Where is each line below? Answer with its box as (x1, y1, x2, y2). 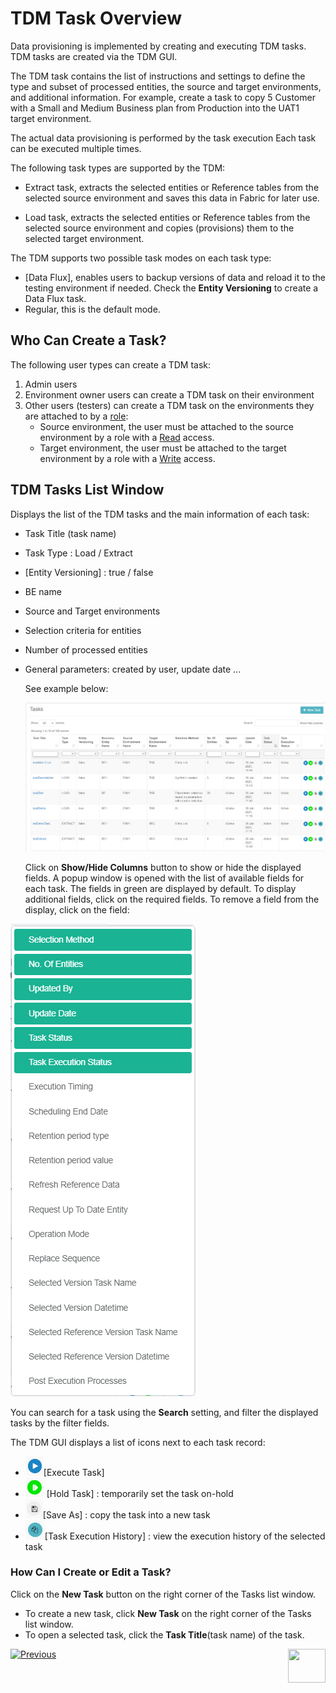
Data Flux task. (24, 292, 87, 304)
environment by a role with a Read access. (39, 431, 215, 443)
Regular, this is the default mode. (24, 303, 161, 315)
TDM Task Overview (10, 7, 182, 30)
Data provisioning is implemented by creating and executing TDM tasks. (10, 40, 307, 52)
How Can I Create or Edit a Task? (10, 1565, 172, 1579)
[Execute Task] (43, 1466, 105, 1478)
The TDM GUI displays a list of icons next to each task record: (10, 1436, 266, 1448)
